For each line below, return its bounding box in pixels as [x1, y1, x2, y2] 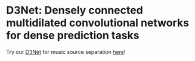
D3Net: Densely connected [6, 4, 143, 17]
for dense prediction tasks [6, 29, 140, 42]
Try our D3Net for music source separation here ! [6, 48, 126, 55]
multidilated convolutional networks [6, 16, 190, 30]
